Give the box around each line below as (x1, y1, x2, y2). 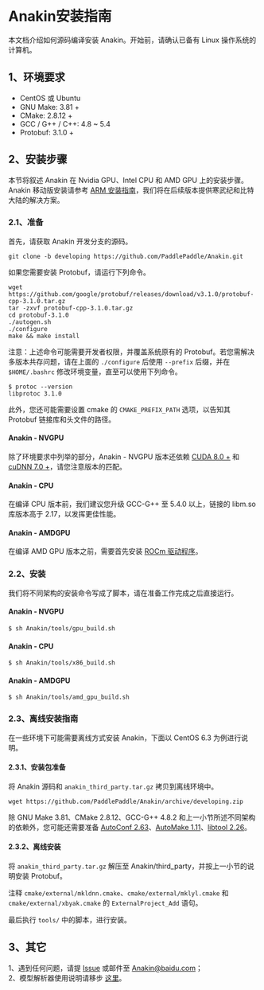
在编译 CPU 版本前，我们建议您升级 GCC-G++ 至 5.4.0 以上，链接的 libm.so (8, 499, 256, 509)
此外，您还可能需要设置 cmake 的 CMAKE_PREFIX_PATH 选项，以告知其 (8, 404, 231, 414)
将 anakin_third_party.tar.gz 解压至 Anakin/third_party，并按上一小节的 (8, 861, 248, 871)
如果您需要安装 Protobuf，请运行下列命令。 (8, 267, 151, 277)
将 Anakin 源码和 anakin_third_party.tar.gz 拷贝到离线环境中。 (8, 781, 219, 791)
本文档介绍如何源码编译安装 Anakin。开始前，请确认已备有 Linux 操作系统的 (8, 35, 257, 45)
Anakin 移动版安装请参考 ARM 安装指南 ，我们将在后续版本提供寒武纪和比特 (8, 185, 254, 195)
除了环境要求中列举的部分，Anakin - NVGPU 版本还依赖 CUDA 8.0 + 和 (8, 452, 240, 462)
